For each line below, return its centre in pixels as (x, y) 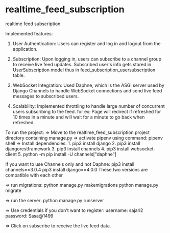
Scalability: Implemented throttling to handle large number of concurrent (89, 106)
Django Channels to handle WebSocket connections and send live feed (87, 90)
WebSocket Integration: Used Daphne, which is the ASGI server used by (89, 85)
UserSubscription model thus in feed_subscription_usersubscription (84, 70)
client (11, 154)
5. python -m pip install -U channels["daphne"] (67, 154)
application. (25, 49)
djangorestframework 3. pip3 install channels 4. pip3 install (67, 149)
